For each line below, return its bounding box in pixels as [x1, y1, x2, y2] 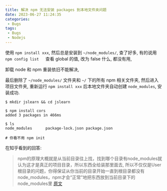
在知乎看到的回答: [5, 144, 42, 150]
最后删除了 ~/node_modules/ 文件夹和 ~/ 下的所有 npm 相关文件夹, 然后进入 [5, 77, 159, 83]
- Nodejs [7, 35, 26, 40]
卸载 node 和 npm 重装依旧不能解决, [5, 66, 79, 72]
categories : [5, 16, 30, 21]
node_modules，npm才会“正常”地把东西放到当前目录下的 [17, 174, 135, 180]
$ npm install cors [5, 108, 46, 113]
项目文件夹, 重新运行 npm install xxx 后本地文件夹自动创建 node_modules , [5, 83, 156, 89]
